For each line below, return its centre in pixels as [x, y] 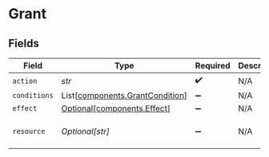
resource [29, 131]
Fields [24, 43]
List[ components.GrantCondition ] [124, 95]
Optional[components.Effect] [116, 108]
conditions [33, 95]
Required [213, 66]
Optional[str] [85, 131]
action [25, 81]
